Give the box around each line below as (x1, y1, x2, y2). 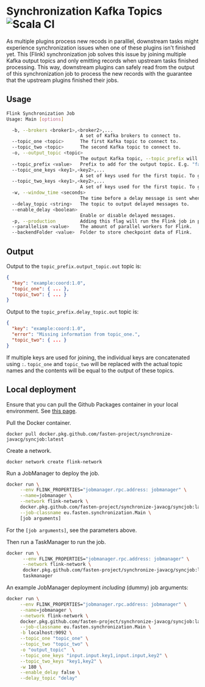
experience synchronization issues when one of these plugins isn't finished (6, 44, 196, 51)
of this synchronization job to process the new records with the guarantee (6, 70, 192, 77)
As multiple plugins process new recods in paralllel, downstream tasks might (6, 37, 199, 45)
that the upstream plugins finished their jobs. (6, 76, 119, 84)
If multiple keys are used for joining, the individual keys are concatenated (6, 353, 190, 361)
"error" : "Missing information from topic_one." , (12, 331, 140, 337)
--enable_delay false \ (20, 669, 81, 676)
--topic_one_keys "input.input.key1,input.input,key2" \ (20, 652, 168, 658)
